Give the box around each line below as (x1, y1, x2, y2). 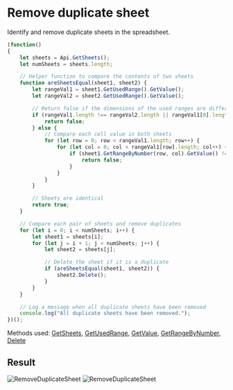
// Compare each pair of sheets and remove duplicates (19, 220, 182, 227)
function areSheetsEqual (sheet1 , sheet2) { (19, 80, 148, 87)
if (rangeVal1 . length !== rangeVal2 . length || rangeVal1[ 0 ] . (32, 111, 213, 119)
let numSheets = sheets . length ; (19, 60, 113, 67)
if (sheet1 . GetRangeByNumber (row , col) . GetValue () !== (69, 151, 231, 158)
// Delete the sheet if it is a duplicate (44, 259, 169, 266)
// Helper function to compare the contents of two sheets (19, 73, 194, 80)
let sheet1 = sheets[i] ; (32, 233, 104, 240)
